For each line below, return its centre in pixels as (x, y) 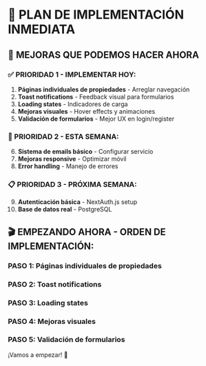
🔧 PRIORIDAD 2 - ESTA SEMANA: (63, 136)
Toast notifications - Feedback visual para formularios (96, 96)
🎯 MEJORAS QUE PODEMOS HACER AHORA (103, 55)
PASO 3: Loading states (48, 303)
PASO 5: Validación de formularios (66, 340)
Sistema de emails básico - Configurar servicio (85, 152)
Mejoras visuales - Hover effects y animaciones (86, 111)
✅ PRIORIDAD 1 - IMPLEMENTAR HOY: (72, 74)
